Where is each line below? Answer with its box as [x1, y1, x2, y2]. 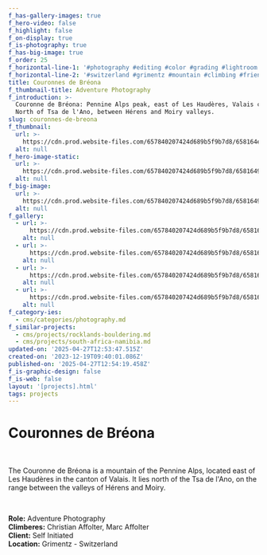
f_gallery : [8, 212, 44, 220]
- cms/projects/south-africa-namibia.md [15, 338, 151, 346]
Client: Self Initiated [8, 531, 74, 541]
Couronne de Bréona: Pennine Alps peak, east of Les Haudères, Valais [15, 100, 254, 108]
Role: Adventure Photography [8, 514, 106, 523]
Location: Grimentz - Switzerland [8, 539, 118, 549]
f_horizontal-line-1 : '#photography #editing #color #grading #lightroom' [8, 64, 261, 72]
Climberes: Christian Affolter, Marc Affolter [8, 522, 149, 532]
